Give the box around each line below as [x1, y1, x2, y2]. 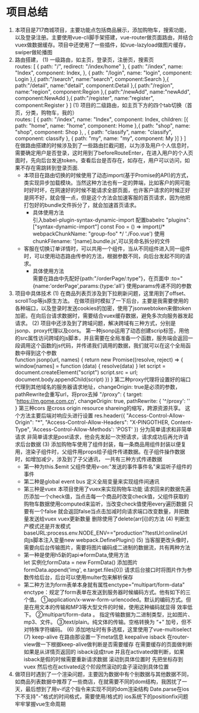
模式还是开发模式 [29, 522, 71, 529]
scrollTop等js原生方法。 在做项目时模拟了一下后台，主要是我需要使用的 [14, 297, 189, 304]
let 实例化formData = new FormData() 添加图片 [23, 559, 138, 566]
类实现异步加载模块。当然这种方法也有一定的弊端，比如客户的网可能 [23, 179, 191, 186]
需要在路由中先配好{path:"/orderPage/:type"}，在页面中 [32, 275, 169, 282]
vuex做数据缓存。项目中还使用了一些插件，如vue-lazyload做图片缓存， [14, 41, 189, 48]
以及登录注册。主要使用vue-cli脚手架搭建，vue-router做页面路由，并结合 [14, 33, 194, 41]
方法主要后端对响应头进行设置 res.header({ [20, 412, 125, 419]
